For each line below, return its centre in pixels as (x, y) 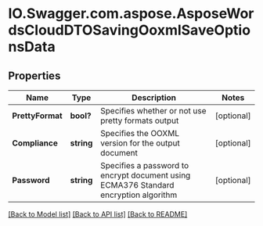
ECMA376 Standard (137, 185)
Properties (34, 75)
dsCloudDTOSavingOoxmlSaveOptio (130, 30)
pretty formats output (140, 120)
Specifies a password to (145, 165)
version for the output (140, 143)
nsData (32, 47)
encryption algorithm (139, 195)
